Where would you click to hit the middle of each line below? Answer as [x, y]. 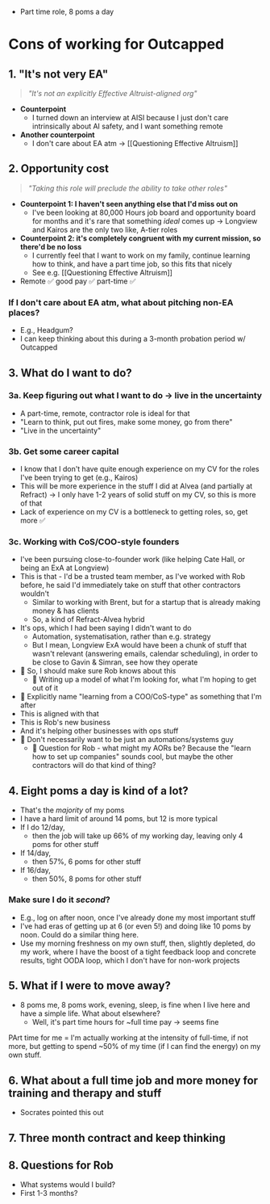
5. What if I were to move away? [90, 986]
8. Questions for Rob [61, 1165]
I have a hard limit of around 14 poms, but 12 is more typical [118, 819]
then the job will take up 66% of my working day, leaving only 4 [137, 836]
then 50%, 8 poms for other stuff [87, 879]
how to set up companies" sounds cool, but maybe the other [133, 757]
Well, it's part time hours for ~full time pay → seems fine [125, 1022]
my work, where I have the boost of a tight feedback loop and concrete [138, 951]
